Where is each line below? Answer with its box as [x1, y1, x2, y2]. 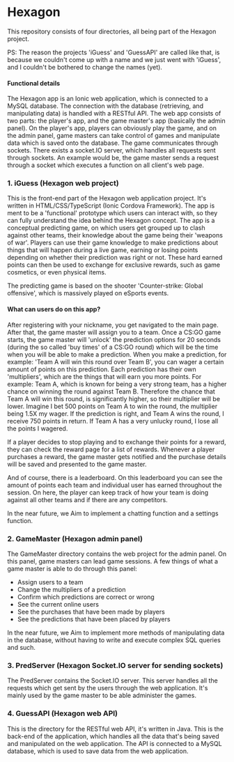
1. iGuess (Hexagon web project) [7, 178, 120, 188]
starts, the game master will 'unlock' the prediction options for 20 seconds [7, 335, 221, 343]
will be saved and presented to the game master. [7, 460, 147, 468]
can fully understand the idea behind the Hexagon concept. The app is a [7, 217, 215, 225]
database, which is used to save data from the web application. [7, 747, 189, 755]
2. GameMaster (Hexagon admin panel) [7, 534, 143, 543]
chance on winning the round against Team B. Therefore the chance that [7, 387, 216, 396]
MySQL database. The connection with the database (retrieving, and [7, 102, 204, 110]
